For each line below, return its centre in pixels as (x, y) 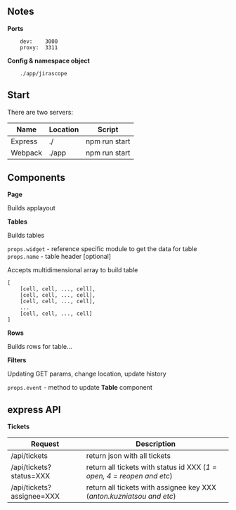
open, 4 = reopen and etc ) (130, 476)
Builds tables (26, 236)
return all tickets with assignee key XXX (151, 487)
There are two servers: (40, 112)
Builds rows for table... (40, 347)
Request (45, 444)
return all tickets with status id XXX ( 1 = (151, 467)
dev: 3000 (39, 42)
